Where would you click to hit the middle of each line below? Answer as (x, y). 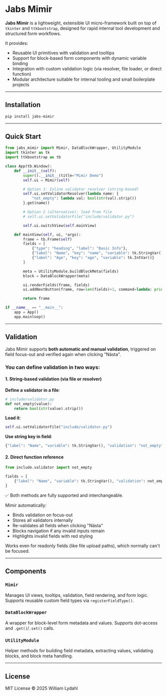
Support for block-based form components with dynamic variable (79, 58)
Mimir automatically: (26, 505)
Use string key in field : (29, 437)
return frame (37, 299)
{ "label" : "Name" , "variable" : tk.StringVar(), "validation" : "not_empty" (84, 446)
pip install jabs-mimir (30, 116)
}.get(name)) (37, 203)
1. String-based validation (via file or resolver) (53, 379)
